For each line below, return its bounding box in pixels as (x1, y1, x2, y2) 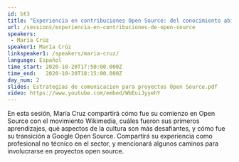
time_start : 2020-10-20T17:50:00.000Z (7, 63, 122, 70)
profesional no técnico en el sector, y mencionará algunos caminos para (7, 139, 219, 148)
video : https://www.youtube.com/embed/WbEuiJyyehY (7, 90, 161, 97)
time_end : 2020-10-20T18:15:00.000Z (7, 70, 122, 77)
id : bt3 (7, 10, 31, 18)
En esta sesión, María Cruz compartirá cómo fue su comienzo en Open (7, 109, 216, 118)
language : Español (7, 57, 62, 64)
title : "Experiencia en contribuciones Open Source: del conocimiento (7, 17, 221, 24)
